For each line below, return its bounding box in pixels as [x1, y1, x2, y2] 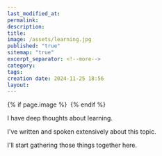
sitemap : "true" [7, 49, 54, 56]
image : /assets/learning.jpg [7, 36, 92, 43]
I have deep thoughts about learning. [7, 114, 113, 123]
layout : [7, 81, 30, 88]
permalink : [7, 17, 39, 24]
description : [7, 23, 45, 30]
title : [7, 29, 26, 37]
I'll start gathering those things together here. [7, 141, 138, 150]
